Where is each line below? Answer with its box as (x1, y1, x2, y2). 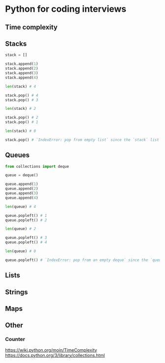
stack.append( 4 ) (5, 75, 38, 80)
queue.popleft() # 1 (5, 213, 48, 218)
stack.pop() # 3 (5, 97, 38, 103)
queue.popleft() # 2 (5, 217, 48, 223)
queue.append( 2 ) (5, 186, 38, 191)
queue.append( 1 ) (5, 181, 38, 187)
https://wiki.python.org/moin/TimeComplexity (5, 347, 97, 353)
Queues (5, 151, 30, 159)
